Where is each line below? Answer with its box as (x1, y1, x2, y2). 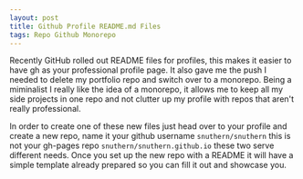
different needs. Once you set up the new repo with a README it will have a (9, 150, 294, 161)
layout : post (9, 13, 59, 23)
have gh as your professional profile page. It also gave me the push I (9, 65, 267, 75)
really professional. (9, 104, 81, 114)
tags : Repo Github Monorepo (9, 30, 117, 39)
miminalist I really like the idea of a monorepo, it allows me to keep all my (9, 84, 284, 95)
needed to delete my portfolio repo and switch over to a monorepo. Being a (9, 75, 292, 85)
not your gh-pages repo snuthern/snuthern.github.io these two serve (9, 140, 275, 151)
